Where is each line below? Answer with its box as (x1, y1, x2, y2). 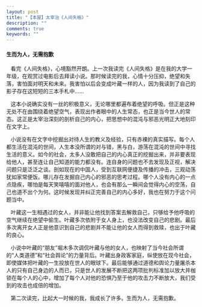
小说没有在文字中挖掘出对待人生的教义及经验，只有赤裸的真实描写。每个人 (10, 136, 195, 143)
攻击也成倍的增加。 (16, 282, 64, 289)
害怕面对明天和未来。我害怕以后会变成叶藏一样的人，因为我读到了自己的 (16, 80, 196, 87)
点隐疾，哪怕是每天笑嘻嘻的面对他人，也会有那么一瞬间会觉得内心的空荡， (6, 181, 191, 188)
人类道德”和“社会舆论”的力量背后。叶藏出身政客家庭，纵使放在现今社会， (14, 252, 195, 259)
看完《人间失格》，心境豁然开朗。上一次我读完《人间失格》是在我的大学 (10, 65, 188, 72)
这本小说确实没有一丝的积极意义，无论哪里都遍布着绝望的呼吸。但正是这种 (10, 101, 195, 108)
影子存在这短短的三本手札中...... (6, 88, 84, 95)
